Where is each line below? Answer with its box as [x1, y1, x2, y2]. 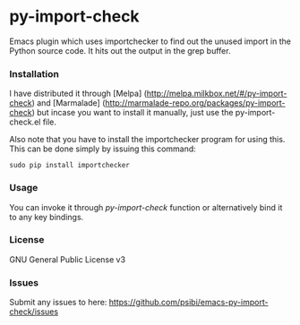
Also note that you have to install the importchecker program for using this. [9, 134, 286, 145]
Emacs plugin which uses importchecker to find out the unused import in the [9, 36, 291, 47]
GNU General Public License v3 [9, 253, 126, 265]
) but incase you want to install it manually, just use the [31, 107, 234, 118]
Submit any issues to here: [9, 297, 107, 308]
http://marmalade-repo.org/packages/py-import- [105, 98, 286, 108]
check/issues [9, 306, 59, 317]
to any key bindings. [9, 211, 84, 222]
